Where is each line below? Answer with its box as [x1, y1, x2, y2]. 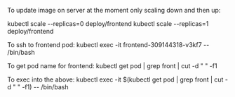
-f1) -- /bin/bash [22, 83, 69, 91]
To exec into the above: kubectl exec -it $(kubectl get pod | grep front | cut [7, 75, 224, 84]
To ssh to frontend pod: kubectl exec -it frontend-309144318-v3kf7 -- [7, 41, 210, 48]
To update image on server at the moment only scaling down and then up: [7, 6, 221, 14]
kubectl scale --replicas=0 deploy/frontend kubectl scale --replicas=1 [7, 20, 209, 27]
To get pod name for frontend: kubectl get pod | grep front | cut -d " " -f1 [7, 62, 217, 70]
